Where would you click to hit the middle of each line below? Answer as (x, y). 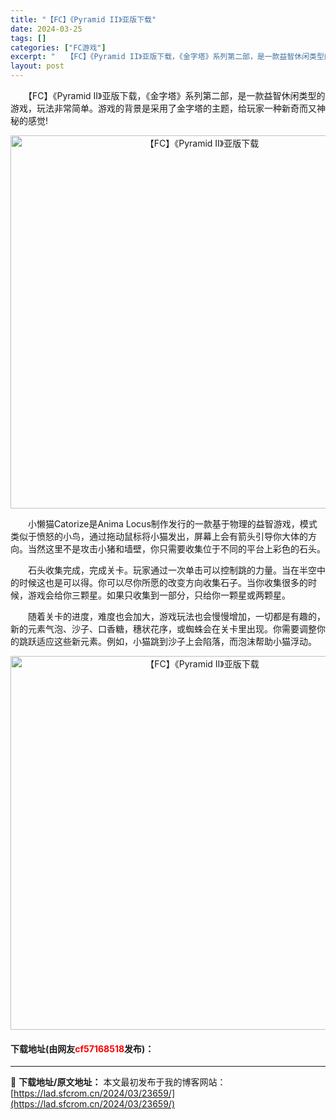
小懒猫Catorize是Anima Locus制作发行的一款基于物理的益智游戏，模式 (172, 524)
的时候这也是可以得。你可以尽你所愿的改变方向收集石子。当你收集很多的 (159, 582)
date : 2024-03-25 (46, 29)
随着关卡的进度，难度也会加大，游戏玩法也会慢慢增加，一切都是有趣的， (176, 616)
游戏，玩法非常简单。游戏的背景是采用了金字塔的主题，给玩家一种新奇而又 (163, 108)
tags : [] (28, 38)
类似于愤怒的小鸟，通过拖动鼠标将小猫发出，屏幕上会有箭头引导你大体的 (159, 536)
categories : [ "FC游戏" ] (58, 47)
